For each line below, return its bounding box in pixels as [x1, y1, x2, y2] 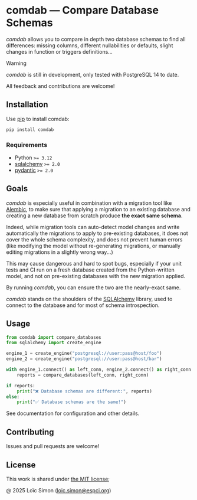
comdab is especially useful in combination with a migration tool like [6, 199, 172, 207]
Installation [6, 100, 48, 110]
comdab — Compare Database [6, 4, 159, 17]
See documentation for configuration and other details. [6, 410, 140, 417]
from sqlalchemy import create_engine [6, 340, 101, 346]
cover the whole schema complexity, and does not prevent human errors [6, 236, 183, 243]
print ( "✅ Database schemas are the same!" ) [17, 399, 127, 405]
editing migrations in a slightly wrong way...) [6, 249, 113, 256]
